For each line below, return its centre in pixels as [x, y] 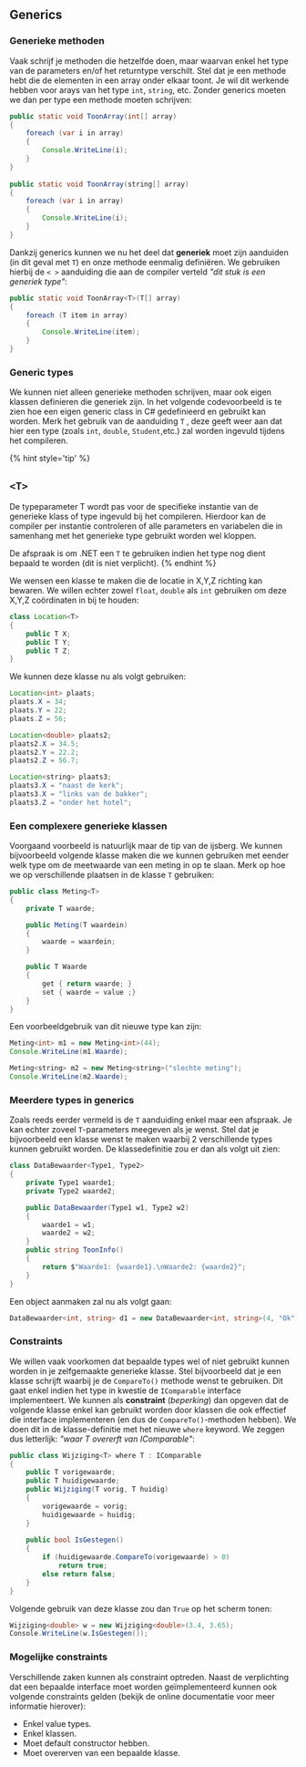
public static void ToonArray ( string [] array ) [99, 184]
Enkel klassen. [50, 1733]
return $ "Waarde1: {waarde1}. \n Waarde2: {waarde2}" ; [144, 1266]
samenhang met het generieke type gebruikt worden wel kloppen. [133, 536]
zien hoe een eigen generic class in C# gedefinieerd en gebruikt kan [138, 412]
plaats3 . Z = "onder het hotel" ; [71, 802]
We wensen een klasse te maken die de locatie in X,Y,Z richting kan [136, 581]
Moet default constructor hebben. [86, 1743]
